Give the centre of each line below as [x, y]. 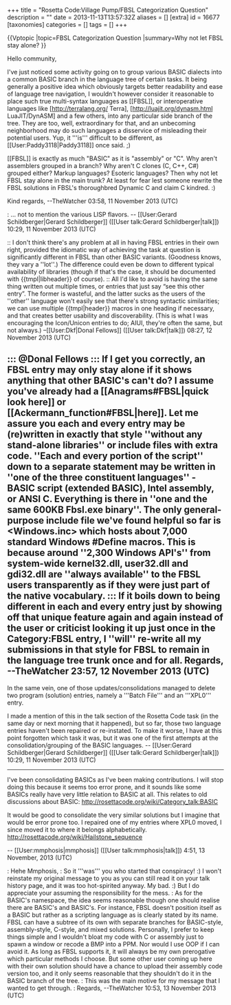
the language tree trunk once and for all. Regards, [115, 661]
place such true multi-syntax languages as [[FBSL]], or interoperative [105, 101]
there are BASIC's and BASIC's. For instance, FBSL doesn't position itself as [114, 907]
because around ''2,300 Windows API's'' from [109, 553]
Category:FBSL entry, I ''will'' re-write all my [104, 639]
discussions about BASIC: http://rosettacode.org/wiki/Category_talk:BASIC [113, 801]
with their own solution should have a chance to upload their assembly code [115, 966]
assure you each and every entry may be [96, 424]
